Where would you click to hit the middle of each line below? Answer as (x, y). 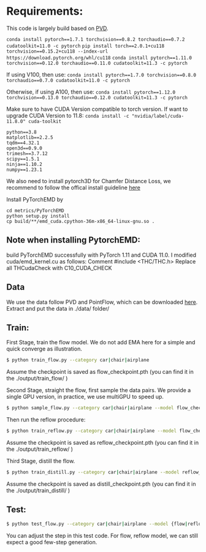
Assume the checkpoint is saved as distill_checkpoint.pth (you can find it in (101, 484)
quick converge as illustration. (44, 349)
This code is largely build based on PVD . (57, 28)
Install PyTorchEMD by (35, 199)
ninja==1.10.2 (25, 164)
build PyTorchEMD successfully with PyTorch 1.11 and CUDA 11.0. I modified (101, 255)
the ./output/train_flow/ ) (37, 379)
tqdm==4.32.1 (23, 143)
